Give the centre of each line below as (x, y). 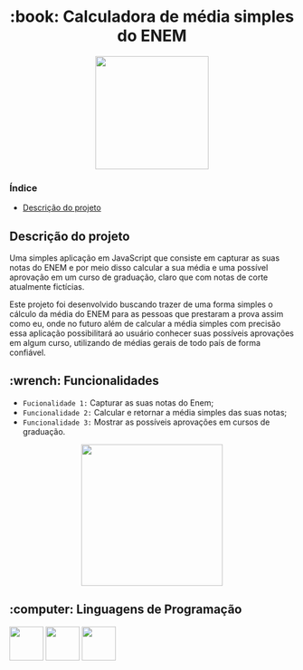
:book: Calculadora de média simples (152, 17)
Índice (24, 187)
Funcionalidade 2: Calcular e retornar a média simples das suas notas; (155, 412)
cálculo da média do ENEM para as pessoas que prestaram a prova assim (147, 314)
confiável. (28, 353)
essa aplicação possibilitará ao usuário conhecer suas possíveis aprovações (152, 333)
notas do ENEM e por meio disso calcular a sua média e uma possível (139, 268)
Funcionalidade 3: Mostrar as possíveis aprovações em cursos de (146, 422)
